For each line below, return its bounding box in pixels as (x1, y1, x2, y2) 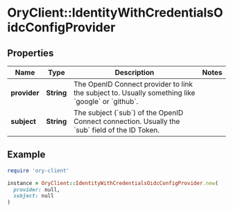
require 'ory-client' (7, 167, 70, 174)
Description (114, 68, 155, 77)
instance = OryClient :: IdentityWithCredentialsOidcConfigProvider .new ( (7, 179, 218, 186)
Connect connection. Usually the (74, 116, 180, 126)
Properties (7, 47, 54, 59)
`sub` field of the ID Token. (74, 125, 159, 134)
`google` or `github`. (74, 97, 139, 106)
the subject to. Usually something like (74, 88, 196, 98)
